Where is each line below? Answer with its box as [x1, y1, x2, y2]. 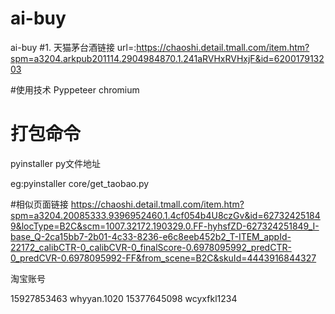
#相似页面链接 [10, 198, 69, 210]
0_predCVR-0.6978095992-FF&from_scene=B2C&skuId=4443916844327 [10, 252, 317, 264]
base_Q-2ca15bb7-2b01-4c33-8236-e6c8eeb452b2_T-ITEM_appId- [10, 230, 292, 242]
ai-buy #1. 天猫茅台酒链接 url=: [10, 41, 137, 53]
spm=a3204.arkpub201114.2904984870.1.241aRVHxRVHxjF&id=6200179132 [10, 52, 325, 64]
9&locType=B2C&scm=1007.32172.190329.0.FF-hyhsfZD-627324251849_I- [10, 220, 320, 232]
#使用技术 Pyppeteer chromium [10, 83, 140, 96]
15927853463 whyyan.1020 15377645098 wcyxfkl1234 [10, 292, 238, 304]
